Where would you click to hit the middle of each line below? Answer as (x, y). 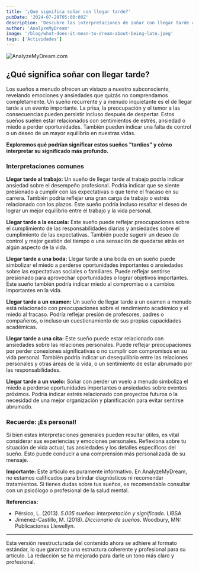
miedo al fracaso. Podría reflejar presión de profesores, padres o (85, 314)
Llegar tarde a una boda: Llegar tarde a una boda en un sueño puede (91, 259)
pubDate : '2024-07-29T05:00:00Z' (47, 17)
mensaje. (17, 460)
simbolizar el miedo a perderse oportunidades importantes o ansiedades (95, 265)
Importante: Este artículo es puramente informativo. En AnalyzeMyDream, (97, 471)
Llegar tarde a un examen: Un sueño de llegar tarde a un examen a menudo (99, 302)
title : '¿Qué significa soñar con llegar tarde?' (69, 12)
